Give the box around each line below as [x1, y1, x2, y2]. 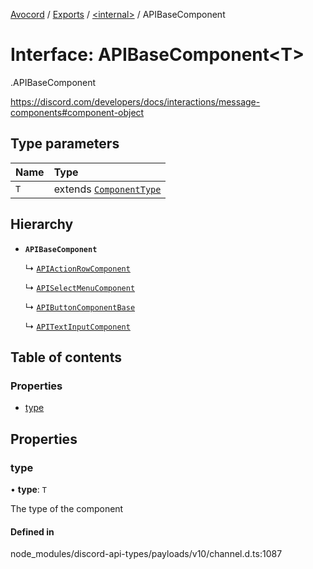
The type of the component [10, 502, 124, 514]
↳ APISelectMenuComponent [24, 281, 136, 293]
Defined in [10, 525, 55, 538]
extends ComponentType [53, 182, 162, 196]
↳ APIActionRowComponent [24, 262, 131, 274]
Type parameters [10, 135, 120, 153]
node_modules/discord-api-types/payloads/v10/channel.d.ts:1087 [10, 548, 283, 560]
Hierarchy [10, 216, 74, 233]
